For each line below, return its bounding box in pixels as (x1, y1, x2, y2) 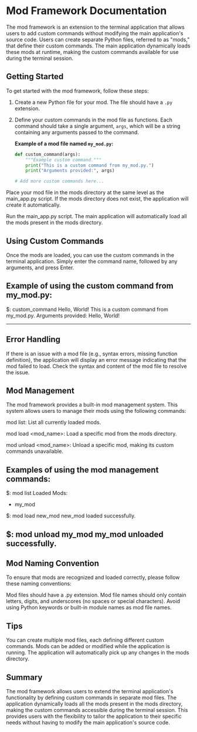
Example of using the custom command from (6, 281, 174, 291)
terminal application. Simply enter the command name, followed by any (6, 257, 178, 265)
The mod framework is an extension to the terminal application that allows (6, 23, 185, 30)
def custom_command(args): (14, 151, 81, 157)
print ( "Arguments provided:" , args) (25, 168, 115, 174)
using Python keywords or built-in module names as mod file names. (6, 604, 172, 611)
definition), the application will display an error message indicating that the (6, 356, 186, 363)
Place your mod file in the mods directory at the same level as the (6, 189, 164, 196)
